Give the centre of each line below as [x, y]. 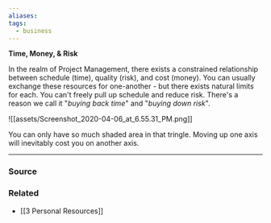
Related [24, 193]
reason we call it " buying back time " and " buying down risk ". [109, 103]
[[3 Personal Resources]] [61, 211]
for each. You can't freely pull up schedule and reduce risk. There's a [123, 95]
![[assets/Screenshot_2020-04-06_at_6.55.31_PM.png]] [100, 119]
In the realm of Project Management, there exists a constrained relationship [133, 69]
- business [34, 31]
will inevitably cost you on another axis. [74, 143]
